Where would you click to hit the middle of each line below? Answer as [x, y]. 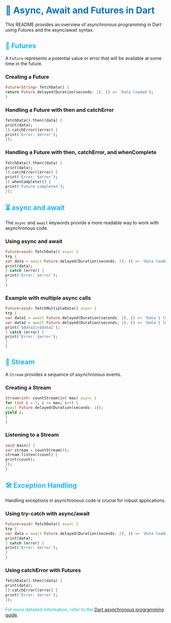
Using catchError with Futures [43, 570]
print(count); [20, 460]
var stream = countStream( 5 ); [37, 450]
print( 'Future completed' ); [35, 187]
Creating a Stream [28, 387]
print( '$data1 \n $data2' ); [33, 327]
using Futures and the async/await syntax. [50, 30]
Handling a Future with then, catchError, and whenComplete [81, 152]
